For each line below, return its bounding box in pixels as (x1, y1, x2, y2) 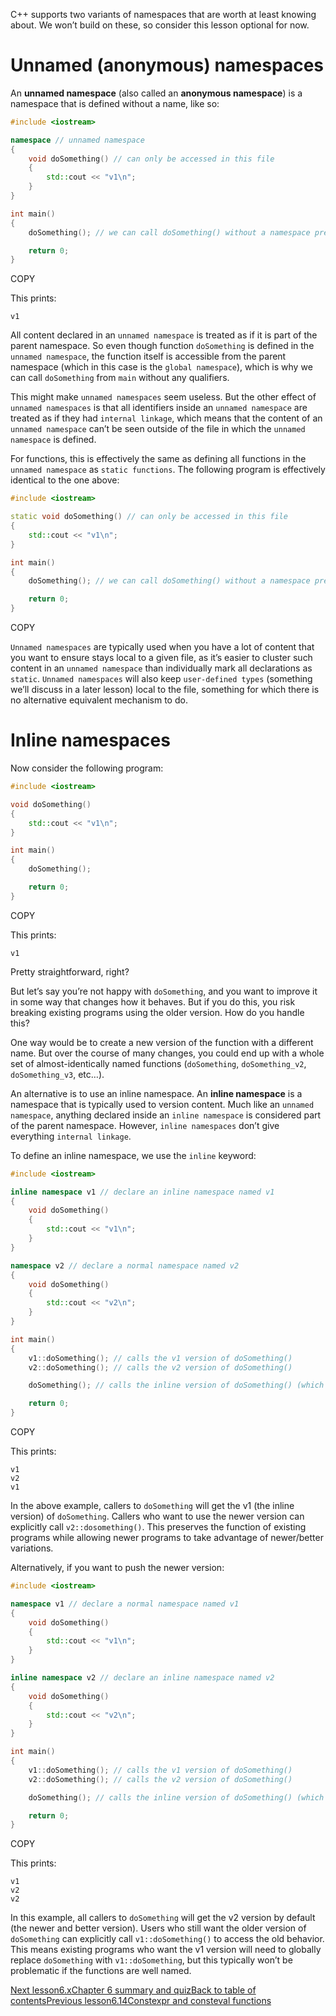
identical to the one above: (10, 474, 120, 486)
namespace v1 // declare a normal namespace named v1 (10, 1599, 240, 1609)
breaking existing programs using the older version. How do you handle (10, 1006, 305, 1018)
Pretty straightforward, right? (10, 965, 130, 978)
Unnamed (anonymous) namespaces (10, 54, 324, 77)
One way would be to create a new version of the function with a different (10, 1036, 314, 1048)
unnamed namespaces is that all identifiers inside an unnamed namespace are (10, 402, 308, 414)
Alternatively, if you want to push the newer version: (10, 1562, 225, 1573)
